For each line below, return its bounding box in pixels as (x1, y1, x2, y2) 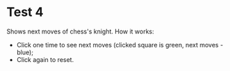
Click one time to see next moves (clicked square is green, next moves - (16, 40, 224, 49)
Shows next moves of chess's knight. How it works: (6, 27, 154, 35)
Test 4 (6, 4, 44, 20)
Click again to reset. (16, 55, 74, 63)
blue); (16, 48, 34, 56)
